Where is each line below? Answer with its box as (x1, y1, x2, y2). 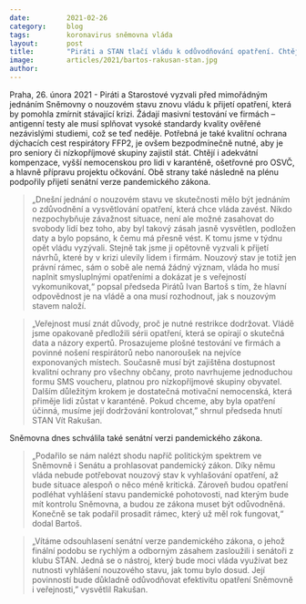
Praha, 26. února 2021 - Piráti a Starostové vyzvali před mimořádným (9, 88, 268, 100)
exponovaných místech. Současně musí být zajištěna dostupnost (31, 356, 276, 367)
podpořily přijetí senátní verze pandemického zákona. (9, 176, 211, 187)
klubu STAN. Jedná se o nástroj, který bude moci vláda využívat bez (31, 555, 289, 566)
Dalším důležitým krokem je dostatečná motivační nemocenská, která (31, 385, 292, 396)
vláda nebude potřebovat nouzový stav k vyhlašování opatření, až (31, 469, 280, 480)
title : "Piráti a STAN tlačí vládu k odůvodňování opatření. (9, 47, 275, 56)
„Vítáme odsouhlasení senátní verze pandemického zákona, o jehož (31, 535, 285, 547)
